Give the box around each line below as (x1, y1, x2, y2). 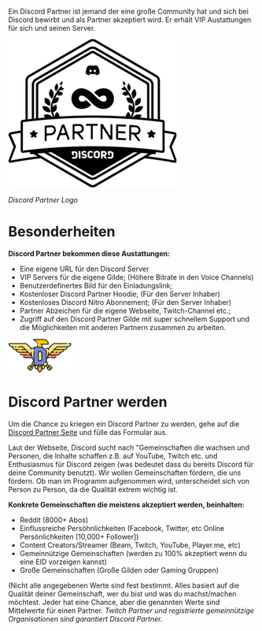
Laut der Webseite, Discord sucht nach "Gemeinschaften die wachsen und (8, 443, 250, 452)
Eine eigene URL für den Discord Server (19, 264, 149, 273)
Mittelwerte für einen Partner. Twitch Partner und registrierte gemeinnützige (8, 606, 254, 615)
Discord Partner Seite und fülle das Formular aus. (8, 427, 168, 436)
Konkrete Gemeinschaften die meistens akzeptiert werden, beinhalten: (8, 499, 245, 509)
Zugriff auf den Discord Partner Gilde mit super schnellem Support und (19, 314, 250, 324)
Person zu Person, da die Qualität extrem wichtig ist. (8, 484, 179, 494)
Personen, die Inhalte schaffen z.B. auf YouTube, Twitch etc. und (8, 451, 218, 460)
